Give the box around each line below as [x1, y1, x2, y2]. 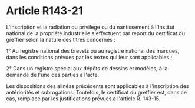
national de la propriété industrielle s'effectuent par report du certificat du [6, 29, 186, 36]
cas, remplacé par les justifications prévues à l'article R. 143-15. [6, 95, 161, 102]
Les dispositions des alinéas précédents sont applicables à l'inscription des [6, 82, 189, 89]
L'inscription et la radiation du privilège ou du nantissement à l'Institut [6, 23, 175, 31]
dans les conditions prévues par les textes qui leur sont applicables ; [6, 53, 173, 60]
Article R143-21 [6, 4, 83, 18]
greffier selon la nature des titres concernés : [6, 36, 116, 43]
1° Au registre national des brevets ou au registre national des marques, [6, 47, 180, 54]
